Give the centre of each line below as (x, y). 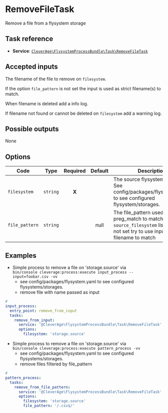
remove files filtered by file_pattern (56, 364)
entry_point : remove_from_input (43, 311)
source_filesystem (135, 226)
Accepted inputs (32, 67)
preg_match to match (138, 219)
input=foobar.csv (30, 277)
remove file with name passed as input (60, 292)
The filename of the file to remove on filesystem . (56, 79)
